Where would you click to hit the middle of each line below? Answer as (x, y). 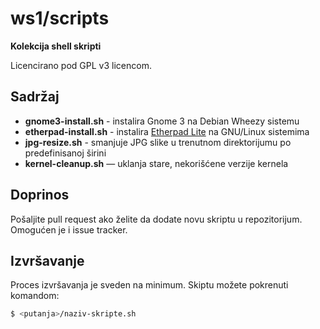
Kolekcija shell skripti (56, 46)
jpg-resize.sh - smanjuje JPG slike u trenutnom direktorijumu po (158, 142)
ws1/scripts (60, 18)
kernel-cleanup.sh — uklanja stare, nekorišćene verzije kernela (156, 163)
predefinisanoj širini (65, 153)
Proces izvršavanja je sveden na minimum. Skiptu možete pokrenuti (149, 285)
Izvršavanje (47, 260)
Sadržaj (35, 97)
